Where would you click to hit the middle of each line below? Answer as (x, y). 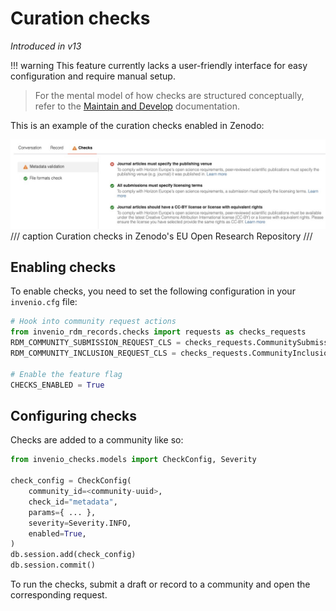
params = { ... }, (62, 512)
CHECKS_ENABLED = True (57, 385)
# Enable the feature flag (66, 374)
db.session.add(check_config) (73, 555)
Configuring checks (73, 416)
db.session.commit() (53, 565)
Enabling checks (63, 267)
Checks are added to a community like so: (97, 440)
